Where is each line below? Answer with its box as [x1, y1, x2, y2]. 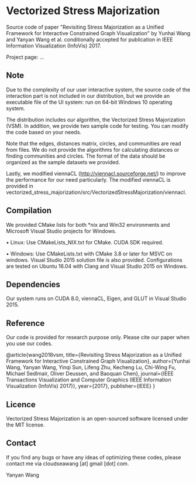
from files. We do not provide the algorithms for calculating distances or [6, 146, 180, 153]
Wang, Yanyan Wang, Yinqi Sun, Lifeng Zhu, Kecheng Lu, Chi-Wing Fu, [6, 364, 177, 371]
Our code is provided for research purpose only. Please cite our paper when [6, 334, 190, 341]
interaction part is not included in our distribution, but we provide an [6, 92, 170, 99]
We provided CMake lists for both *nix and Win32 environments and [6, 221, 170, 228]
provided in [6, 182, 33, 189]
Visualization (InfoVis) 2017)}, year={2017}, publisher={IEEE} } [6, 383, 156, 390]
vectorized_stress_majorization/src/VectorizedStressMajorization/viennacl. [6, 189, 187, 196]
